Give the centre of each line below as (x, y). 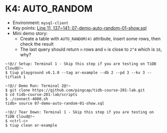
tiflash (13, 77)
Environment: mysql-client (40, 23)
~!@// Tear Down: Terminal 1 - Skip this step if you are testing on (80, 112)
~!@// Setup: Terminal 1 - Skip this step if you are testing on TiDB (81, 64)
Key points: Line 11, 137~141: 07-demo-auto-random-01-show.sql (79, 28)
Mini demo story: (30, 33)
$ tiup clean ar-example (31, 125)
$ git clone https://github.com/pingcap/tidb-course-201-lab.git (75, 90)
